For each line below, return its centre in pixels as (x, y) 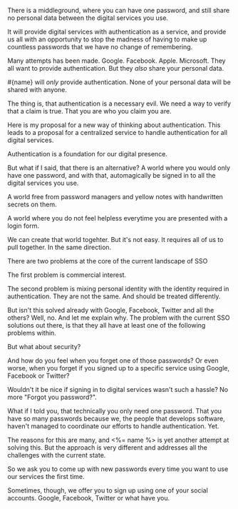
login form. (23, 226)
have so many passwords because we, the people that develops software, (117, 418)
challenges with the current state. (57, 455)
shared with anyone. (37, 90)
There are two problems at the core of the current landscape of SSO (108, 261)
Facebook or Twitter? (38, 376)
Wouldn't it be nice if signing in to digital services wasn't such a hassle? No (118, 389)
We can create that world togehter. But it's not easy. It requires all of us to (115, 240)
